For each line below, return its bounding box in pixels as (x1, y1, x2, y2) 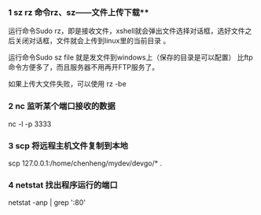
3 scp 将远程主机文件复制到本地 (8, 140, 128, 151)
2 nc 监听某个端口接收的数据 (8, 100, 116, 111)
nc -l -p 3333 (8, 119, 52, 129)
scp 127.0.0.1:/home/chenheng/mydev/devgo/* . (8, 159, 163, 168)
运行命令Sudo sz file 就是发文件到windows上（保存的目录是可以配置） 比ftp (8, 53, 253, 62)
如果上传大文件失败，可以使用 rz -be (8, 79, 127, 89)
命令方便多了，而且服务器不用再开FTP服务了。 (8, 63, 160, 72)
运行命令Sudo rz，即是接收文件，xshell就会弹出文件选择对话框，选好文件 (8, 26, 245, 36)
